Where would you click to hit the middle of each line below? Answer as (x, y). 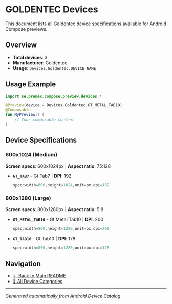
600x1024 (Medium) (31, 155)
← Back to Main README (39, 276)
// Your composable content (44, 120)
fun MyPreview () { (25, 115)
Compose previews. (26, 29)
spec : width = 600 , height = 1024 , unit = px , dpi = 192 (61, 185)
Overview (21, 45)
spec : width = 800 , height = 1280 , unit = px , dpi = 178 (61, 248)
